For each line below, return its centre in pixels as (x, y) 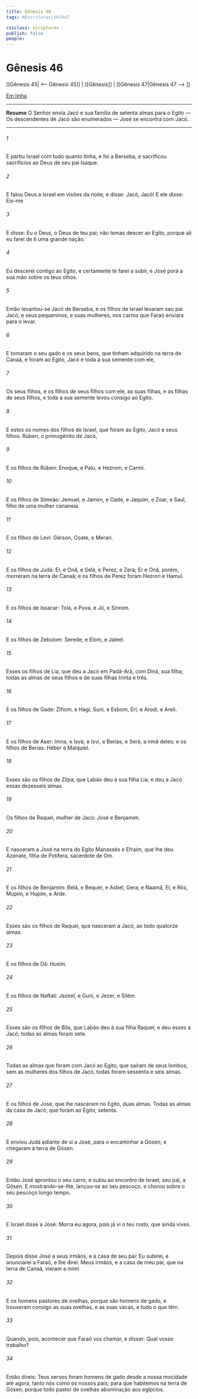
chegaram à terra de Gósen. (40, 1148)
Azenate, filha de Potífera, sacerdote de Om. (60, 856)
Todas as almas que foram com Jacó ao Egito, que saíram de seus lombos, (97, 1066)
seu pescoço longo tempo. (39, 1192)
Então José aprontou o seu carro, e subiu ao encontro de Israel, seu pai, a (96, 1180)
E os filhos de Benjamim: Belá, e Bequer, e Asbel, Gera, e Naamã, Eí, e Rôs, (97, 888)
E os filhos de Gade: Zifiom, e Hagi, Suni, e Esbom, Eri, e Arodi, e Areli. (92, 709)
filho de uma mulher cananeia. (43, 506)
